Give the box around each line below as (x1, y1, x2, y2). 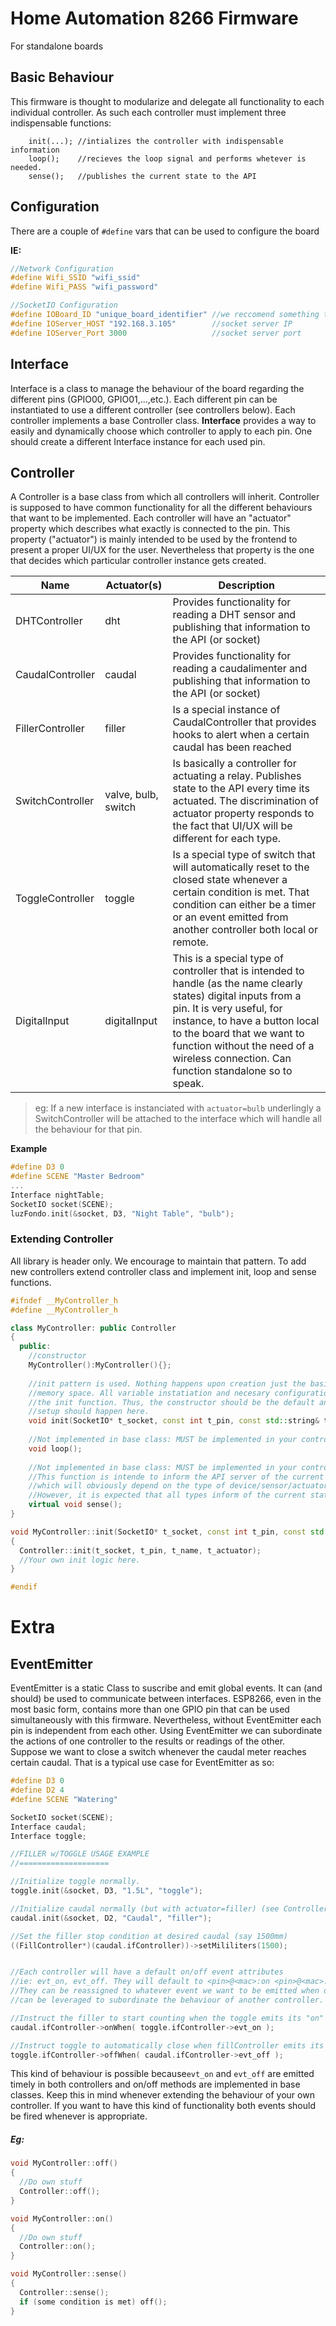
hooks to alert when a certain (172, 728, 310, 742)
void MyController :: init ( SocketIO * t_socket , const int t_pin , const (10, 1527, 307, 1537)
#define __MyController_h (10, 1305, 118, 1315)
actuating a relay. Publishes (172, 769, 302, 783)
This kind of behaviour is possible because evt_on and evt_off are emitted (10, 2068, 315, 2080)
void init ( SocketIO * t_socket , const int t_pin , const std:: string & (28, 1416, 320, 1426)
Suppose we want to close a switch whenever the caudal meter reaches (10, 1746, 307, 1758)
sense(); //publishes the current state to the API (28, 171, 257, 181)
